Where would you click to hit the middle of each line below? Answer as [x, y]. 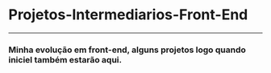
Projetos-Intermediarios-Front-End [128, 15]
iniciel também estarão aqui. [65, 59]
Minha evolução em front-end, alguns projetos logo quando [127, 50]
